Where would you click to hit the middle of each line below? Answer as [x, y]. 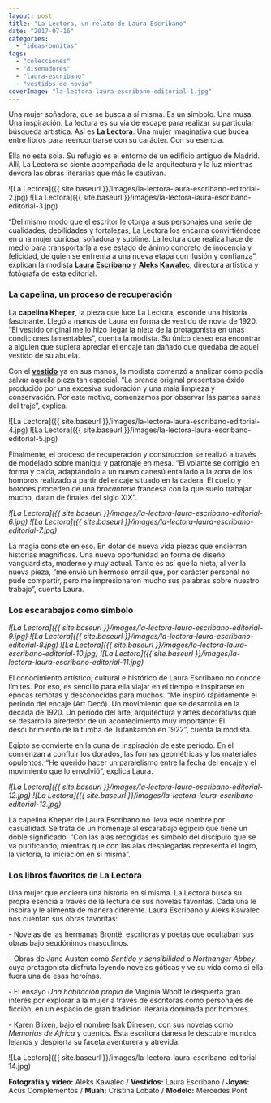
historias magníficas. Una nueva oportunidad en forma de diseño [117, 554]
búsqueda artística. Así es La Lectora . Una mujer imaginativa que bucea [129, 131]
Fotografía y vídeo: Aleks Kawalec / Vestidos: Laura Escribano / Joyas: [129, 1082]
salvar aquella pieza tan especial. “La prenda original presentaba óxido [127, 380]
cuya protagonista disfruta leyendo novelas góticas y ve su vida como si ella [136, 968]
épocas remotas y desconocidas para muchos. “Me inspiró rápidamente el [133, 695]
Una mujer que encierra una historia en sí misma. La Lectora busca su [125, 893]
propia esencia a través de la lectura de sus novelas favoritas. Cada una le [133, 902]
